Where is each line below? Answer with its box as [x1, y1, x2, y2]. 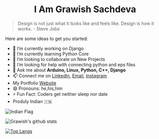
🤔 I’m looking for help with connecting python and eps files [12, 61, 136, 67]
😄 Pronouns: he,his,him [12, 85, 63, 91]
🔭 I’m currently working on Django [12, 45, 84, 51]
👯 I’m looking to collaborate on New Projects [12, 56, 105, 62]
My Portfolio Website [12, 80, 57, 86]
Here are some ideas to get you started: [5, 36, 89, 42]
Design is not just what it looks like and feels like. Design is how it [17, 20, 154, 26]
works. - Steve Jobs [17, 25, 60, 31]
